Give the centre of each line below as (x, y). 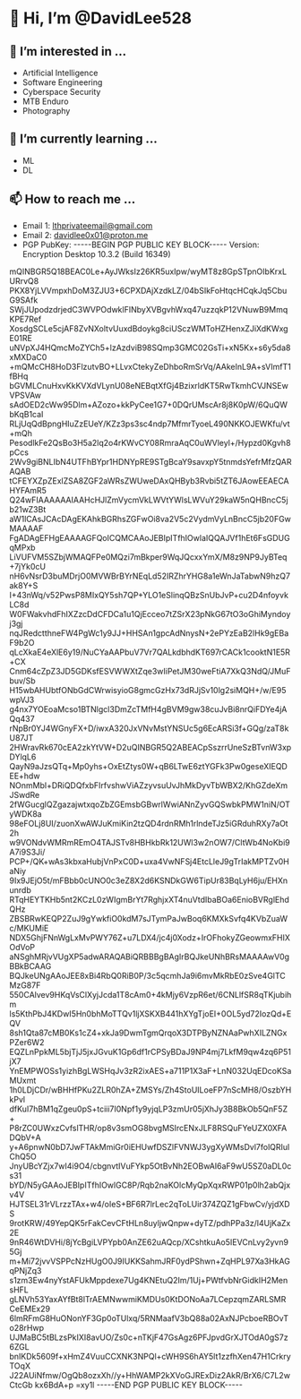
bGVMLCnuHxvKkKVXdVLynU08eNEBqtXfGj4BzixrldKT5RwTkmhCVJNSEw (149, 385)
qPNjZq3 (26, 1270)
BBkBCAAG (30, 966)
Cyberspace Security (61, 92)
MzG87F (25, 985)
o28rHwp (27, 1327)
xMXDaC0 (28, 356)
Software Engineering (62, 82)
